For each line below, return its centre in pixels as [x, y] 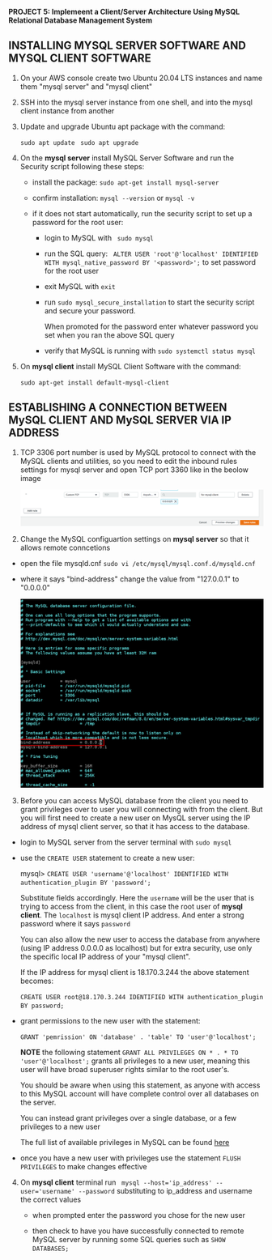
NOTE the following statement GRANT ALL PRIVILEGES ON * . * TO [129, 1053]
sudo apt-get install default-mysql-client [95, 383]
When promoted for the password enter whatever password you [151, 326]
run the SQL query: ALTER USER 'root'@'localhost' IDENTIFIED [151, 253]
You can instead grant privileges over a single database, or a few [128, 1118]
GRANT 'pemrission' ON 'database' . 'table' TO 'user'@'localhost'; [138, 1037]
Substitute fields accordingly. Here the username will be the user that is [137, 898]
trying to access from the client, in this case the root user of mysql [131, 907]
